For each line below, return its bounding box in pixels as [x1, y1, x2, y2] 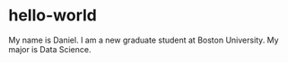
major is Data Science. [8, 43, 92, 54]
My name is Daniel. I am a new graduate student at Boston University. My [8, 35, 279, 45]
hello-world [8, 5, 98, 26]
